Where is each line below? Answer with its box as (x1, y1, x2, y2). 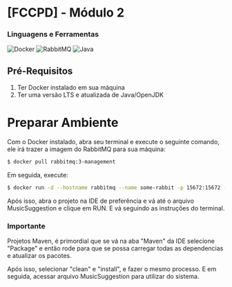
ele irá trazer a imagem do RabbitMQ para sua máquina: (7, 145, 166, 153)
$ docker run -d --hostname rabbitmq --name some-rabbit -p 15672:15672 (7, 184, 221, 191)
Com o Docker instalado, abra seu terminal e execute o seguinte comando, (7, 138, 220, 146)
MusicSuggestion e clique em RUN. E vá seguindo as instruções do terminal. (7, 204, 225, 212)
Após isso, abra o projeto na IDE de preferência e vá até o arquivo (7, 197, 195, 205)
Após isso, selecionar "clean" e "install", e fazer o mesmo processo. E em (7, 265, 217, 273)
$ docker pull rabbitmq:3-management (7, 159, 116, 166)
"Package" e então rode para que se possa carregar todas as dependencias (7, 244, 224, 253)
